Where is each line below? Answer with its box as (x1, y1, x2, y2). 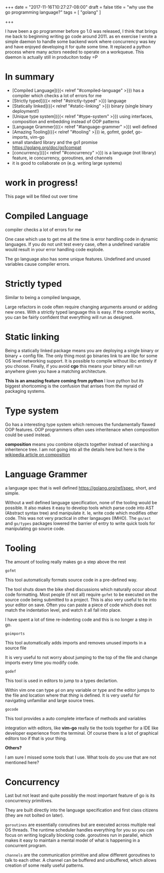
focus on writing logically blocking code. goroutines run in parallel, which (5, 832, 152, 838)
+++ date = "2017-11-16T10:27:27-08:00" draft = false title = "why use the (5, 4, 154, 10)
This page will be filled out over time (5, 193, 78, 199)
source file (5, 645, 27, 651)
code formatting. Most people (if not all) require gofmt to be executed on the (5, 591, 158, 597)
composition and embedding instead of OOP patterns (12, 118, 120, 124)
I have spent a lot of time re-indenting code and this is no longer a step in (5, 617, 152, 622)
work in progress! (5, 177, 78, 189)
